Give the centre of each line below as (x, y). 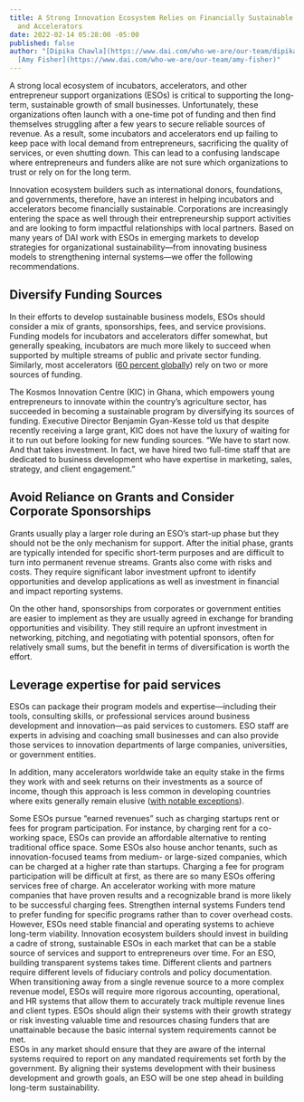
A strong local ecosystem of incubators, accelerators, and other (128, 85)
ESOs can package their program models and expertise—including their (143, 707)
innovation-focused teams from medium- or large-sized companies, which (148, 857)
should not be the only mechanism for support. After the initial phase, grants (152, 543)
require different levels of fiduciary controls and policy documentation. (141, 973)
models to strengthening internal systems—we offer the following (131, 257)
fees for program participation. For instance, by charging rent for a (133, 828)
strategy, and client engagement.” (72, 469)
